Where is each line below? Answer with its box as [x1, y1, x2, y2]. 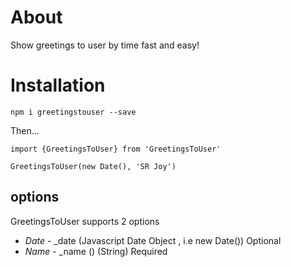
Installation [10, 74, 106, 97]
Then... [10, 124, 40, 136]
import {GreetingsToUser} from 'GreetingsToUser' [10, 144, 222, 154]
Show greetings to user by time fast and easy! [10, 39, 200, 51]
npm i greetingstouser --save [10, 107, 137, 117]
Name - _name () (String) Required [24, 245, 168, 257]
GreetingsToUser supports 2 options [10, 215, 160, 227]
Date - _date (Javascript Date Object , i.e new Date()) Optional [24, 234, 282, 246]
